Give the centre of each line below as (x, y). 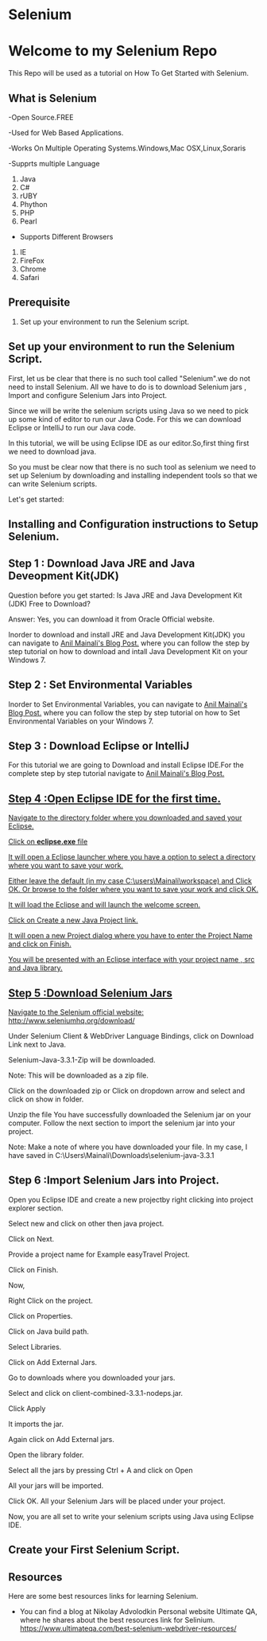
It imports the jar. (36, 1424)
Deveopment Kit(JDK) (64, 576)
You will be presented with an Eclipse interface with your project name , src (132, 960)
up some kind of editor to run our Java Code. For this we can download (125, 419)
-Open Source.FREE (41, 117)
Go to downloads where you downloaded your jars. (92, 1378)
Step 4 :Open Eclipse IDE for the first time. (114, 799)
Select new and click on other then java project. (86, 1223)
